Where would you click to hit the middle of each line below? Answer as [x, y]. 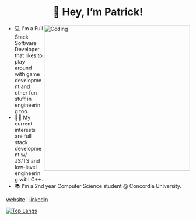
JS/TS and [27, 160]
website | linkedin [27, 199]
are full [23, 136]
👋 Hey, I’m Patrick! [98, 12]
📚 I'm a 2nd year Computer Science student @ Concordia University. [98, 186]
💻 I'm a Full [29, 28]
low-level [25, 167]
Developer [27, 49]
